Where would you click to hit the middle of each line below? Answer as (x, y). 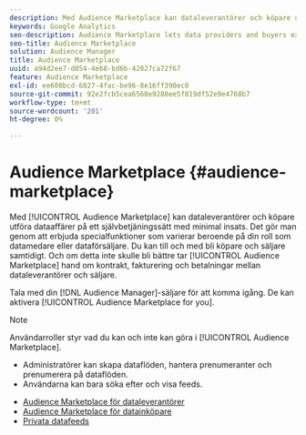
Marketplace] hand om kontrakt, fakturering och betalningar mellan (135, 266)
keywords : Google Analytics (63, 26)
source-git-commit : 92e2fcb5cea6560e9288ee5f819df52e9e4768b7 (130, 94)
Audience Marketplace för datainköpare (97, 411)
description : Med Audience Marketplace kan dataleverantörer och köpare (150, 18)
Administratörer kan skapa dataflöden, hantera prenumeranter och (147, 365)
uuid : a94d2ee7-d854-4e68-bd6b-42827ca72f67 (95, 69)
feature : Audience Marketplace (69, 77)
